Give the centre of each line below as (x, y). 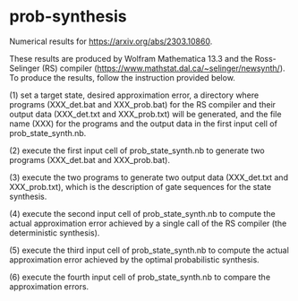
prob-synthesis (68, 17)
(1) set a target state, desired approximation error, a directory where (134, 95)
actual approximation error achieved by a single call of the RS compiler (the (148, 223)
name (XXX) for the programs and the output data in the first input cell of (143, 124)
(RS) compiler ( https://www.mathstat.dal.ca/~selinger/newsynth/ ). (163, 68)
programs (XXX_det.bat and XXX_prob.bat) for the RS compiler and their (142, 104)
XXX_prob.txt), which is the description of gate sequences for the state (140, 186)
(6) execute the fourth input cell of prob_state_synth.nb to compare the (140, 277)
